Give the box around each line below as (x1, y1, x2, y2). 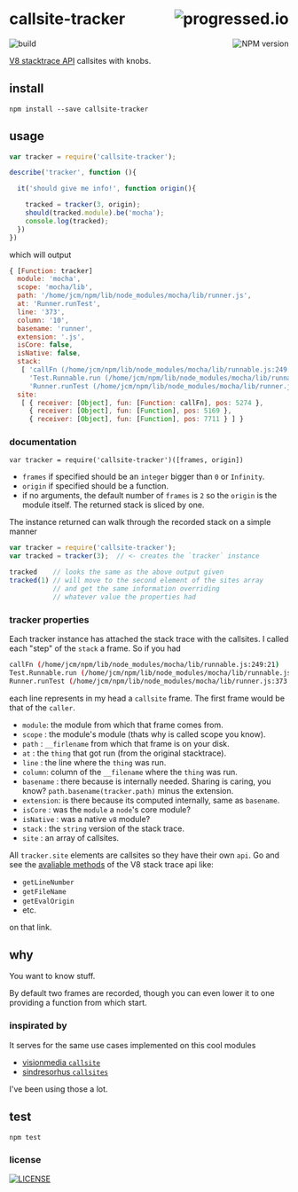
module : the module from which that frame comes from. (21, 719, 223, 730)
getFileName (21, 887, 67, 896)
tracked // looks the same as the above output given (9, 568, 224, 576)
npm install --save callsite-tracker (9, 105, 149, 114)
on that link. (9, 921, 52, 932)
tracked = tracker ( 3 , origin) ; (25, 200, 141, 209)
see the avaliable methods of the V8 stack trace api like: (9, 859, 215, 869)
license (9, 1153, 42, 1165)
